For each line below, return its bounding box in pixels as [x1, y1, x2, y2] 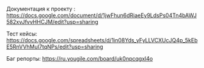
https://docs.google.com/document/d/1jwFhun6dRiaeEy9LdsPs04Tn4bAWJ [6, 12, 197, 19]
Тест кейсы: [6, 30, 38, 37]
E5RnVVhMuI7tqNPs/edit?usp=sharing [6, 43, 104, 50]
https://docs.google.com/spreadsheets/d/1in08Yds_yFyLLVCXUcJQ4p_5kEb [6, 37, 198, 43]
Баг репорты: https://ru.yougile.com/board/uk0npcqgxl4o [6, 55, 153, 62]
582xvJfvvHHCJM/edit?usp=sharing [6, 18, 99, 25]
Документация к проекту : [6, 6, 76, 12]
